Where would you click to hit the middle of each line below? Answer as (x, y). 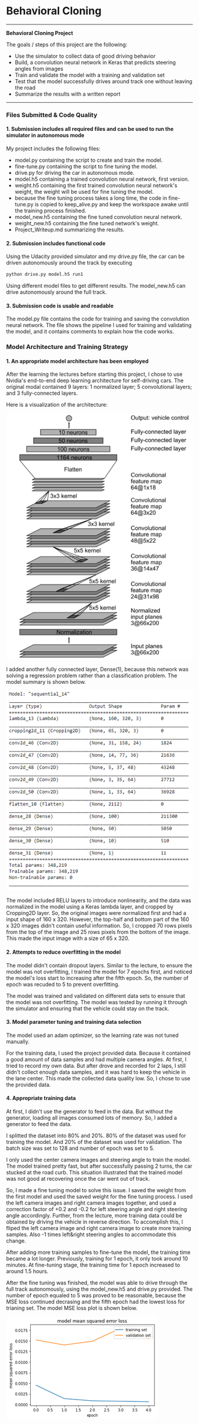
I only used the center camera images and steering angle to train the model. (99, 1160)
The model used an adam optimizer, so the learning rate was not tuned (92, 1035)
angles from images (39, 68)
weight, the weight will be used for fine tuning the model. (84, 192)
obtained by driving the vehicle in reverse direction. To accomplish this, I (95, 1222)
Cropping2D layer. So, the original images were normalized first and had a (96, 913)
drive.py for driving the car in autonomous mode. (74, 173)
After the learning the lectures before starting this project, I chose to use (94, 374)
